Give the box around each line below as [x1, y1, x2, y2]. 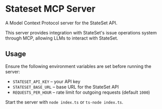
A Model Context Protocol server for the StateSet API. [5, 20, 118, 26]
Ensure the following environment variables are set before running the [5, 63, 151, 69]
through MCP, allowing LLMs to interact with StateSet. [5, 35, 118, 41]
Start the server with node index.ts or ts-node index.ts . [5, 99, 123, 105]
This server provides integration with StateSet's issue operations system [5, 29, 157, 35]
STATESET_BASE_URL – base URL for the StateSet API [12, 84, 119, 90]
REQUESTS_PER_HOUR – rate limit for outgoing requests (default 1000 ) [12, 89, 150, 95]
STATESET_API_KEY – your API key [12, 78, 81, 84]
